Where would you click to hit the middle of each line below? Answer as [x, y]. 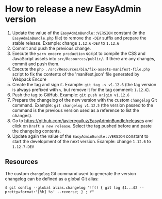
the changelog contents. [36, 131]
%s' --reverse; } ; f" [71, 192]
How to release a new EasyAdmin [73, 9]
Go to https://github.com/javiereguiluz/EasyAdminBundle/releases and [82, 121]
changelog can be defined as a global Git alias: [52, 179]
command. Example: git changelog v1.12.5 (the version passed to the [83, 105]
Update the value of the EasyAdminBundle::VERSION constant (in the [79, 33]
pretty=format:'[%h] [26, 192]
